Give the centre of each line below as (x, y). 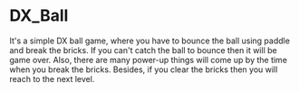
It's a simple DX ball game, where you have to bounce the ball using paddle (149, 41)
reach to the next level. (52, 78)
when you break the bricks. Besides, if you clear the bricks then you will (144, 69)
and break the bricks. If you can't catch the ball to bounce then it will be (144, 50)
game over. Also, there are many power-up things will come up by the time (149, 60)
